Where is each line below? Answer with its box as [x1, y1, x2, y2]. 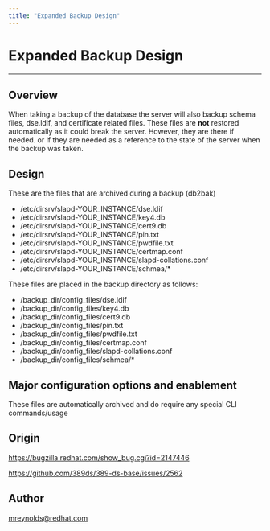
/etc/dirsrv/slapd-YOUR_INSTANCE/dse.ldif [19, 204, 163, 214]
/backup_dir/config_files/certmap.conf [19, 338, 147, 348]
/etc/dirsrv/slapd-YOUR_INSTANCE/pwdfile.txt [19, 238, 174, 248]
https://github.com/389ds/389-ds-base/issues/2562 [8, 468, 183, 478]
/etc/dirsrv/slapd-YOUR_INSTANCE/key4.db [19, 212, 166, 222]
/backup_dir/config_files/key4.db [19, 303, 129, 314]
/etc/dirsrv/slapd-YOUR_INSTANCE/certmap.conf [19, 247, 183, 257]
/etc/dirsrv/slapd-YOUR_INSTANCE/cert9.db [19, 221, 167, 231]
